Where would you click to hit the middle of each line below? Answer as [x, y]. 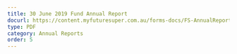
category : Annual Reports [45, 33]
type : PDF [22, 27]
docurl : [19, 20]
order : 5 [20, 40]
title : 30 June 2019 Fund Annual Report [68, 14]
